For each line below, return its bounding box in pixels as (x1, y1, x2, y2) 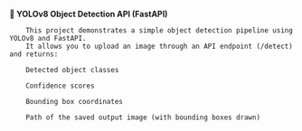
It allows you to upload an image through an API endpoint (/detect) (25, 42, 294, 51)
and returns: (9, 50, 59, 59)
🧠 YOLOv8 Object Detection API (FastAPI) (9, 9, 168, 19)
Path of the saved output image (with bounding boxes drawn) (25, 113, 260, 122)
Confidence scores (25, 81, 95, 90)
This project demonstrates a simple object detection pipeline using (25, 26, 294, 35)
